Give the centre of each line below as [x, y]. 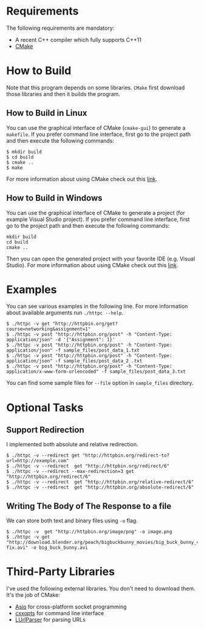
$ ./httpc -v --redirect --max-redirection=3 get [70, 472]
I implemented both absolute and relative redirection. [72, 444]
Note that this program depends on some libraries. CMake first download [96, 87]
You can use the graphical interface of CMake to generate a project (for [96, 212]
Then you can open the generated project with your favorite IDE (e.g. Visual [101, 259]
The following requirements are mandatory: [60, 28]
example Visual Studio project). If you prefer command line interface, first [98, 219]
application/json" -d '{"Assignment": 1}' [61, 340]
